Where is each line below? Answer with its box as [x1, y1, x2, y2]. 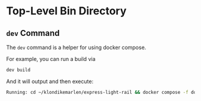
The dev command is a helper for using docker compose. [6, 44, 147, 51]
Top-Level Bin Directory [6, 4, 127, 18]
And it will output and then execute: [6, 78, 94, 85]
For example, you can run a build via [6, 56, 96, 62]
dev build [6, 67, 31, 73]
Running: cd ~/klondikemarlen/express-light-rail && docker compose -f [6, 89, 188, 95]
